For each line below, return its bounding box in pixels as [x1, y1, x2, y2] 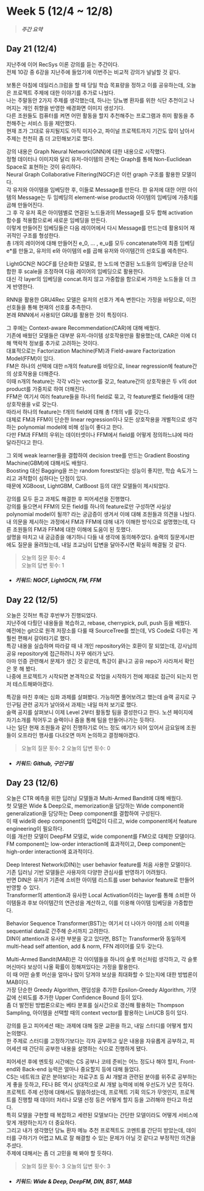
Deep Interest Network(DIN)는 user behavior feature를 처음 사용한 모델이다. [6, 861, 192, 869]
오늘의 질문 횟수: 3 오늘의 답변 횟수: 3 [21, 1162, 111, 1170]
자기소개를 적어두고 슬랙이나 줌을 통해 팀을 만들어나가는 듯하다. [6, 716, 157, 723]
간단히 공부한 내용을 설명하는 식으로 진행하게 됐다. [29, 1045, 148, 1052]
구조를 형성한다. [22, 231, 60, 239]
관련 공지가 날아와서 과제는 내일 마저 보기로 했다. [22, 701, 138, 708]
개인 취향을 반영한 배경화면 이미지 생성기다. [22, 104, 125, 111]
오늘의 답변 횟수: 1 [21, 561, 65, 569]
